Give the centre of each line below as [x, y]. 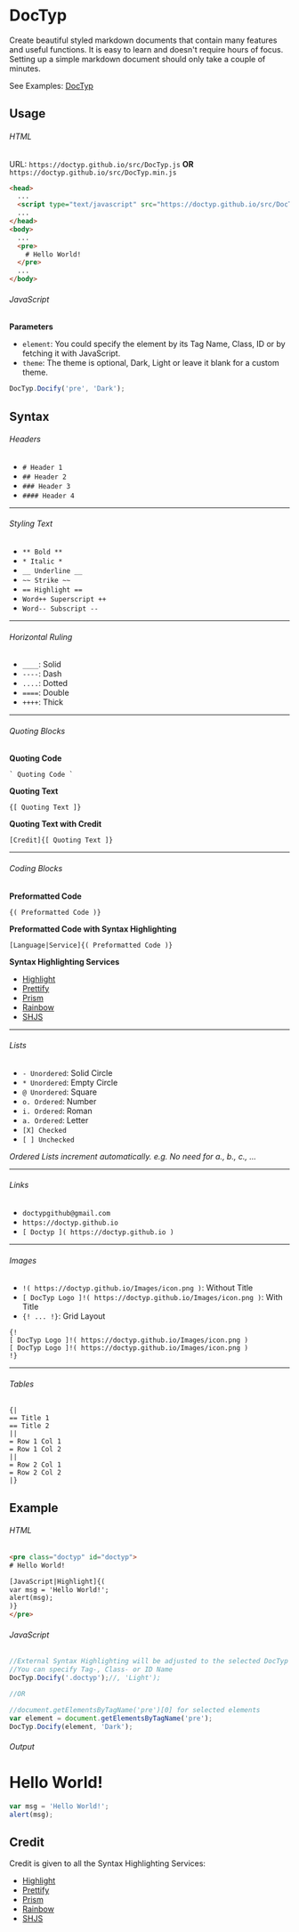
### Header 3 [46, 486]
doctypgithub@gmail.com [66, 1213]
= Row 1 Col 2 [36, 1450]
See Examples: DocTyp [51, 85]
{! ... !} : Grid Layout [64, 1316]
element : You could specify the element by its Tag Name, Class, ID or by [154, 344]
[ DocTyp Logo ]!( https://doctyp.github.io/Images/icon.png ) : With [152, 1297]
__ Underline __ [52, 570]
